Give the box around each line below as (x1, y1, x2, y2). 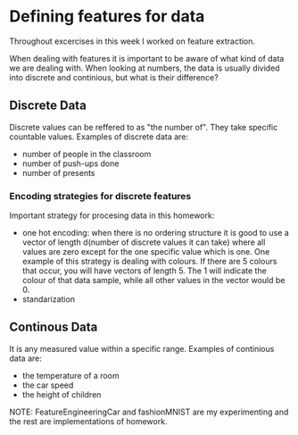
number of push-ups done (21, 158, 120, 169)
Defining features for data (9, 6, 205, 27)
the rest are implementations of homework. (9, 415, 168, 426)
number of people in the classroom (21, 148, 152, 159)
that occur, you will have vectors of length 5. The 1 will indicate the (21, 265, 268, 276)
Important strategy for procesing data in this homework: (9, 210, 215, 221)
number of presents (21, 167, 95, 178)
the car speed (21, 380, 74, 390)
